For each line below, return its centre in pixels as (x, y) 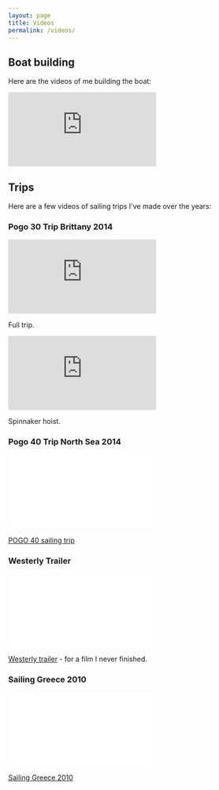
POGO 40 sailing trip (41, 540)
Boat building (41, 62)
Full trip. (21, 325)
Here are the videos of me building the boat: (80, 81)
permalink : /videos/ (42, 30)
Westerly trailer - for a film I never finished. (78, 659)
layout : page (30, 15)
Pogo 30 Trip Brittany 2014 (61, 226)
